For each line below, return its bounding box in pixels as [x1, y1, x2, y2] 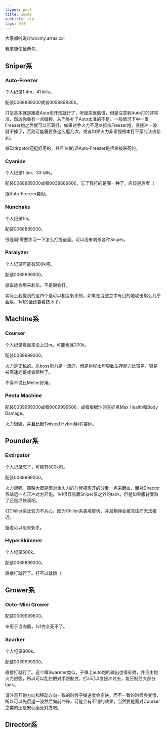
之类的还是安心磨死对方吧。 [5, 704, 62, 710]
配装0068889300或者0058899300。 [5, 99, 81, 105]
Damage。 [5, 410, 27, 416]
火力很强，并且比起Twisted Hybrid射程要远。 [5, 421, 97, 427]
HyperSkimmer [5, 537, 42, 544]
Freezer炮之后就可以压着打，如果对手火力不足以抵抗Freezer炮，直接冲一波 [5, 122, 157, 128]
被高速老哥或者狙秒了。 [5, 369, 53, 375]
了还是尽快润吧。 [5, 497, 40, 503]
